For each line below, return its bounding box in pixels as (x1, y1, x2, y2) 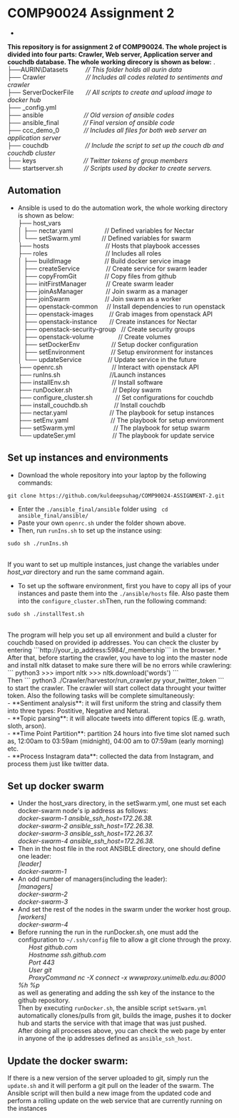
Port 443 (28, 958, 55, 967)
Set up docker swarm (7, 780, 105, 792)
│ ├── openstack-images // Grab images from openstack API (17, 309, 213, 318)
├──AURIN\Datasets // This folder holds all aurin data (7, 65, 183, 74)
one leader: (17, 852, 52, 861)
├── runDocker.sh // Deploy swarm (17, 386, 162, 394)
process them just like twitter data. (7, 759, 109, 768)
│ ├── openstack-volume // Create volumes (17, 332, 171, 341)
